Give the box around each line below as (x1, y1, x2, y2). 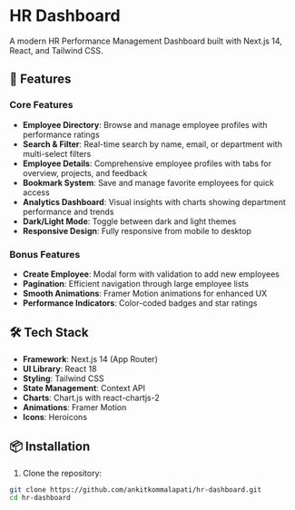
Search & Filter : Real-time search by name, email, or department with (22, 138, 283, 150)
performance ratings (22, 129, 100, 140)
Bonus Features (9, 248, 81, 260)
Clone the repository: (22, 467, 103, 478)
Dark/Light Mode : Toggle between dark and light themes (22, 215, 237, 227)
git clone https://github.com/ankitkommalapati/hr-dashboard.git (9, 485, 261, 495)
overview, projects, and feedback (22, 167, 148, 178)
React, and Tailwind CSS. (9, 44, 103, 55)
